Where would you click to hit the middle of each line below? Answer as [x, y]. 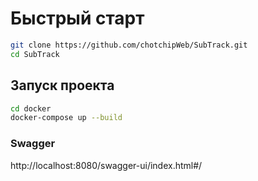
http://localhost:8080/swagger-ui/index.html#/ [106, 165]
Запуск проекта [62, 85]
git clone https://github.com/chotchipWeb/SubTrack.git [129, 45]
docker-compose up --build [66, 118]
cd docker [31, 108]
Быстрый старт [77, 18]
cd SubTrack [35, 54]
